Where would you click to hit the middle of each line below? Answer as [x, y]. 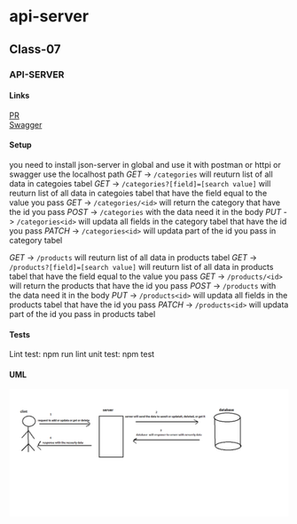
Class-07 [35, 49]
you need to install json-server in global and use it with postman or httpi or [145, 164]
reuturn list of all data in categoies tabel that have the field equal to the [138, 193]
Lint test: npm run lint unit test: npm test [82, 354]
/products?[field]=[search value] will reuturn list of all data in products [141, 266]
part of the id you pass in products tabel [82, 314]
